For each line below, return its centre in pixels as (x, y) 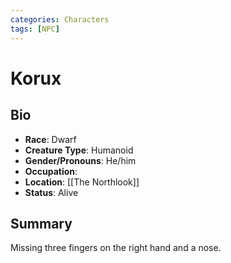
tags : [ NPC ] (35, 29)
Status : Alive (51, 192)
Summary (41, 223)
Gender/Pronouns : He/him (80, 160)
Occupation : (51, 171)
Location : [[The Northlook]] (82, 182)
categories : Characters (60, 19)
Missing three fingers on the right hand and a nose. (116, 248)
